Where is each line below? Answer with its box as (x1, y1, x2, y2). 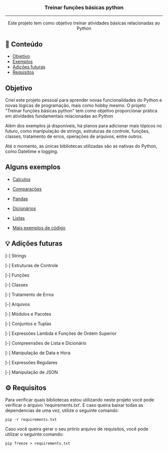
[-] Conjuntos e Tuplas (5, 320, 51, 327)
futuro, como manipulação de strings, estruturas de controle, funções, (5, 128, 150, 134)
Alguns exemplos (5, 163, 61, 171)
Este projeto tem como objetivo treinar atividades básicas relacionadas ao (7, 20, 160, 26)
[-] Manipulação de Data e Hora (5, 350, 71, 356)
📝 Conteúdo (5, 40, 43, 49)
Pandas (12, 195, 28, 201)
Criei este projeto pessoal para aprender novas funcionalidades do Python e (5, 97, 162, 103)
